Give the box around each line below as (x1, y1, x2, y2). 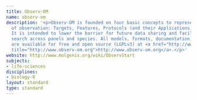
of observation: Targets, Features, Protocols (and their (11, 25, 157, 31)
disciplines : (6, 69, 38, 75)
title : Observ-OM (6, 8, 49, 15)
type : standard (6, 85, 43, 91)
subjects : (6, 58, 30, 64)
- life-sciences (6, 63, 46, 69)
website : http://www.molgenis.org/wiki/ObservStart (6, 52, 135, 58)
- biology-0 (6, 74, 35, 80)
